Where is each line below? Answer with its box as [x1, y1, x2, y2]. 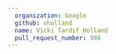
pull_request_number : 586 [14, 33, 102, 42]
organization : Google [14, 11, 87, 20]
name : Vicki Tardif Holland [14, 26, 109, 34]
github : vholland [14, 19, 73, 27]
